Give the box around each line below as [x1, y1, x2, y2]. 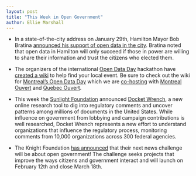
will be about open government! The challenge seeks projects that [14, 151, 174, 158]
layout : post [6, 8, 38, 15]
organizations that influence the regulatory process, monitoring [14, 127, 167, 134]
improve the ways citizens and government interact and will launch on [14, 157, 183, 164]
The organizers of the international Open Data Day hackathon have [14, 66, 176, 73]
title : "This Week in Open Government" [6, 14, 104, 20]
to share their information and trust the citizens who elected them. [14, 54, 174, 62]
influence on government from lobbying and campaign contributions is [14, 114, 185, 121]
